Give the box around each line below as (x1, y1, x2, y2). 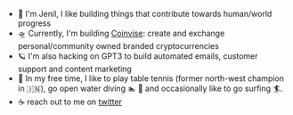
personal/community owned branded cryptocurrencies (17, 41, 220, 51)
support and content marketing (17, 63, 132, 74)
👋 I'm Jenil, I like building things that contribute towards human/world (17, 9, 273, 19)
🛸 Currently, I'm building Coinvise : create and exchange (17, 28, 225, 38)
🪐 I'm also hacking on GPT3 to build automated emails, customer (17, 51, 258, 62)
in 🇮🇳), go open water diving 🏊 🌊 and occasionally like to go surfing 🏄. (17, 83, 283, 94)
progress (17, 18, 52, 29)
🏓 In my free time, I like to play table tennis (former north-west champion (17, 73, 285, 84)
